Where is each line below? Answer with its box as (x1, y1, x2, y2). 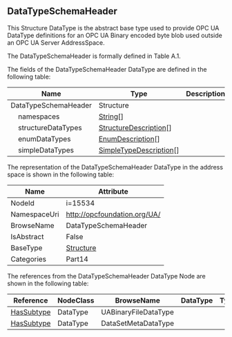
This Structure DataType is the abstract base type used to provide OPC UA (7, 23, 220, 32)
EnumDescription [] (98, 134, 160, 143)
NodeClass (57, 296, 95, 305)
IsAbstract (10, 232, 44, 241)
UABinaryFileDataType (101, 307, 174, 316)
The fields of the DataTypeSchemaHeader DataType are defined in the (7, 65, 207, 73)
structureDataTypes (18, 123, 82, 132)
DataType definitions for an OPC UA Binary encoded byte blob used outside (7, 31, 222, 39)
